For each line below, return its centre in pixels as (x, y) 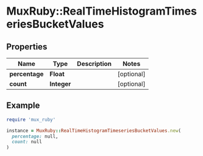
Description (94, 64)
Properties (27, 47)
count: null (27, 142)
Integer (60, 84)
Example (23, 106)
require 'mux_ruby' (31, 119)
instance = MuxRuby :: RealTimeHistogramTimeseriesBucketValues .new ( (94, 130)
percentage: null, (35, 136)
